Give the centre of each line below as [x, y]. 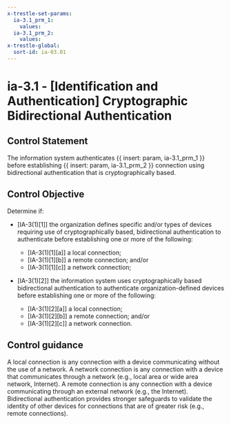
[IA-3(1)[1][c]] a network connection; [79, 267]
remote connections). [38, 413]
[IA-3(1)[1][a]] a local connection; [74, 252]
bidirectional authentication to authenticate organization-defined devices [121, 288]
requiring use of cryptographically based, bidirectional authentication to [119, 232]
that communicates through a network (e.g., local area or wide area [103, 376]
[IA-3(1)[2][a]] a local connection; [75, 308]
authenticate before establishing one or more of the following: [105, 239]
